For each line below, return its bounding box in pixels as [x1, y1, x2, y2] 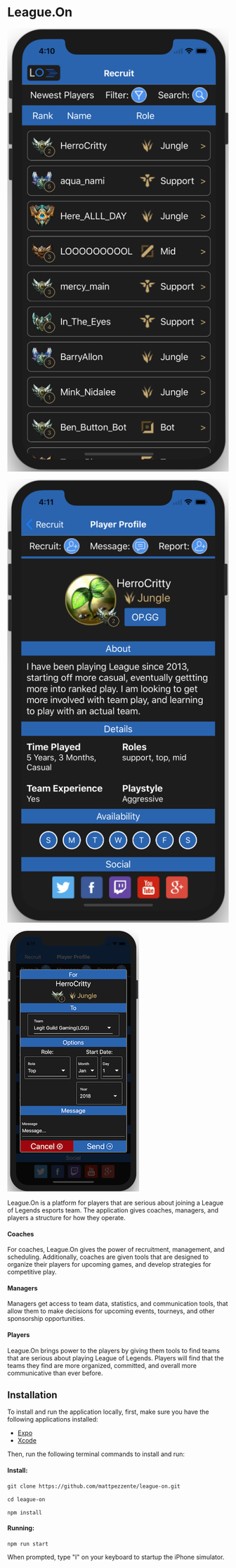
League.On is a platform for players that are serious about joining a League [7, 1198, 223, 1207]
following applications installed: [7, 1415, 98, 1424]
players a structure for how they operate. [7, 1213, 126, 1222]
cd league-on [7, 1495, 46, 1503]
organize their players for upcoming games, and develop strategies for [7, 1260, 211, 1269]
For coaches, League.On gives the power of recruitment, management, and [7, 1246, 225, 1254]
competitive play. [7, 1268, 57, 1277]
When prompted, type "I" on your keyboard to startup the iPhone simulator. [7, 1553, 225, 1561]
